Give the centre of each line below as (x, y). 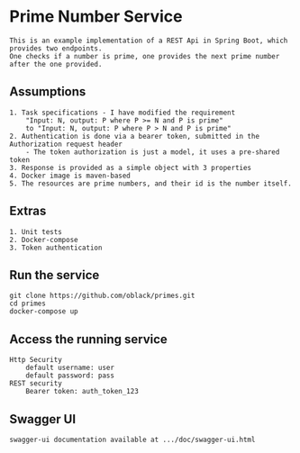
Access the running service (89, 339)
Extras (28, 211)
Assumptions (48, 92)
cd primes (28, 304)
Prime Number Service (96, 17)
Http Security (36, 360)
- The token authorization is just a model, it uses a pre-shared (153, 152)
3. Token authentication (56, 248)
